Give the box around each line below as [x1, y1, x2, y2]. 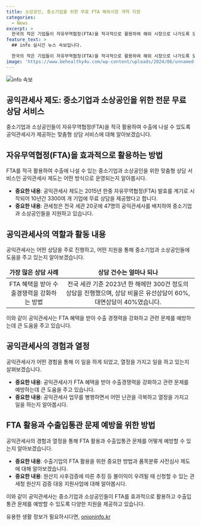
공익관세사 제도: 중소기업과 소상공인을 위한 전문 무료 [6, 95, 187, 106]
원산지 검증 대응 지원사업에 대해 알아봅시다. [26, 480, 127, 487]
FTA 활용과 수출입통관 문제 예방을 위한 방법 [6, 420, 156, 431]
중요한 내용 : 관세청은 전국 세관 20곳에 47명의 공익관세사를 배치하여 [14, 202, 172, 210]
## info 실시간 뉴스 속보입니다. [11, 43, 83, 49]
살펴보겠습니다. [6, 365, 42, 372]
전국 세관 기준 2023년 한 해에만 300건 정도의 [67, 280, 189, 288]
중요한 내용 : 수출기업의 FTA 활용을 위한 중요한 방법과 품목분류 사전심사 [14, 457, 179, 465]
